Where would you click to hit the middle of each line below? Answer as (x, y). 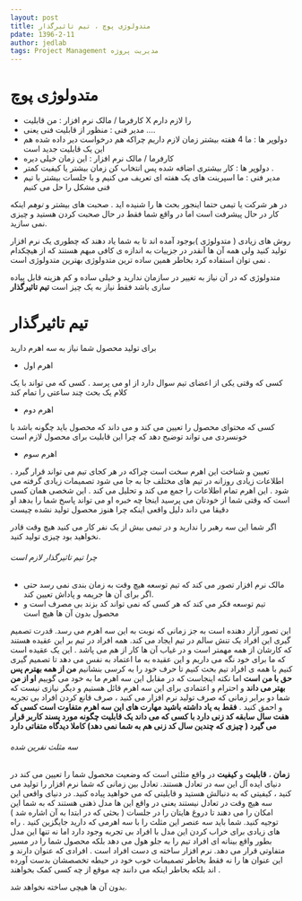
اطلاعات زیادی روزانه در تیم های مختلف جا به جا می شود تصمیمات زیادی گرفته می (147, 481)
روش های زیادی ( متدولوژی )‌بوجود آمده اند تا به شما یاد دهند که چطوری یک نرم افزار (151, 241)
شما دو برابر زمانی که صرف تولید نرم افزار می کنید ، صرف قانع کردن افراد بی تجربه (150, 697)
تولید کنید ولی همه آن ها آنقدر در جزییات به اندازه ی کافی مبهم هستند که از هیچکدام (148, 250)
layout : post (35, 17)
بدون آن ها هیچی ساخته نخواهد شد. (69, 887)
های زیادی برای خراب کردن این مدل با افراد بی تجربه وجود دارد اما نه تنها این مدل (145, 832)
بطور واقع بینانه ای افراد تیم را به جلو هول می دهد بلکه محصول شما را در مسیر (141, 841)
